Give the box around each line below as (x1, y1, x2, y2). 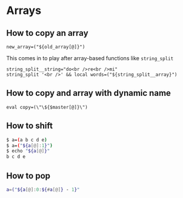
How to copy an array (6, 28, 89, 38)
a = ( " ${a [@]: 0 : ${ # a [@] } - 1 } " (6, 186, 80, 193)
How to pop (6, 171, 50, 181)
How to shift (6, 121, 53, 131)
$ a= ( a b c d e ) (6, 137, 47, 143)
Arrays (6, 4, 41, 18)
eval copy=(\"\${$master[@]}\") (6, 104, 88, 110)
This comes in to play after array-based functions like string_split (6, 55, 174, 61)
